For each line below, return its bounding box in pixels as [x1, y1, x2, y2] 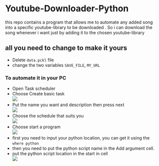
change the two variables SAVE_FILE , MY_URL [12, 62, 101, 68]
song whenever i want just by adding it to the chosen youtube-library [5, 29, 145, 35]
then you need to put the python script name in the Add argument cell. [12, 145, 155, 151]
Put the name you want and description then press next [12, 102, 125, 108]
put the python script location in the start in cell [12, 151, 108, 157]
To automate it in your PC [5, 74, 66, 81]
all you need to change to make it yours [5, 44, 128, 52]
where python [12, 141, 39, 146]
